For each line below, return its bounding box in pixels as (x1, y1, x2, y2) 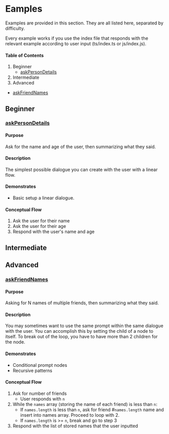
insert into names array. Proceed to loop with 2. (20, 412, 120, 418)
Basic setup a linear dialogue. (12, 195, 75, 201)
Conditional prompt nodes (12, 362, 67, 368)
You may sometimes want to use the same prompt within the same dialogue (5, 323, 163, 329)
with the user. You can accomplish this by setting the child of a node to (5, 328, 154, 334)
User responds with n (20, 395, 65, 402)
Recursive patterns (12, 367, 52, 373)
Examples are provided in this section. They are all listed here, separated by (5, 20, 164, 26)
